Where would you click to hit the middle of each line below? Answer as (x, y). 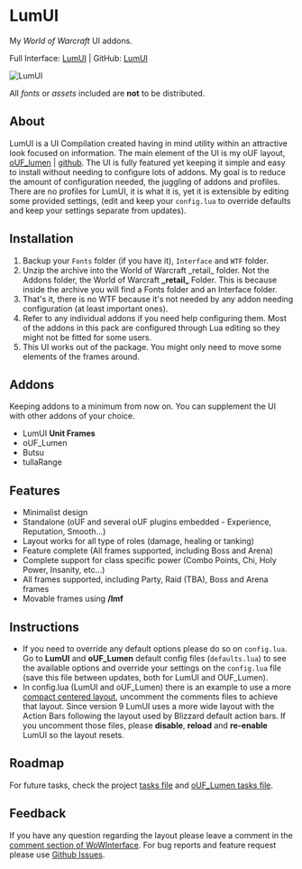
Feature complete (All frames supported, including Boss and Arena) (147, 550)
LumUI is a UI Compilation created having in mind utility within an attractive (149, 143)
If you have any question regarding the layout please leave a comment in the (151, 835)
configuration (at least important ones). (95, 309)
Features (35, 490)
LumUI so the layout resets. (73, 735)
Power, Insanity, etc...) (64, 570)
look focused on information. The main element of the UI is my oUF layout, (147, 153)
